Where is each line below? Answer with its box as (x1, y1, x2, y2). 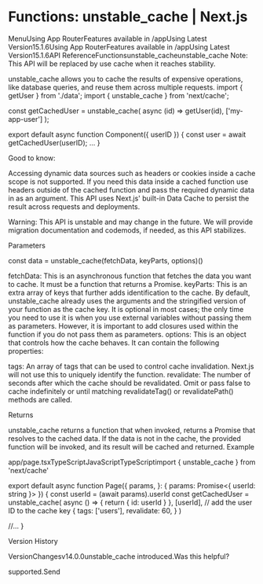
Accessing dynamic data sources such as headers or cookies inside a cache (8, 168, 256, 178)
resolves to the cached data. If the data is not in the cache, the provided (8, 433, 241, 443)
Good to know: (8, 153, 57, 163)
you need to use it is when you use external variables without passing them (8, 313, 252, 322)
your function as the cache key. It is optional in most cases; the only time (8, 304, 244, 314)
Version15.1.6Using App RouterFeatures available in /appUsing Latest (8, 42, 230, 51)
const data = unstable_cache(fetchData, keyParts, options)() (8, 255, 203, 265)
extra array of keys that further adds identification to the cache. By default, (8, 288, 250, 297)
